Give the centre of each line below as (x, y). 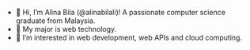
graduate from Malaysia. (55, 21)
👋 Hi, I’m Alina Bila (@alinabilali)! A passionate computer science (120, 12)
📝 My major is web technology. (66, 29)
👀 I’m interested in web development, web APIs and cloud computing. (129, 37)
